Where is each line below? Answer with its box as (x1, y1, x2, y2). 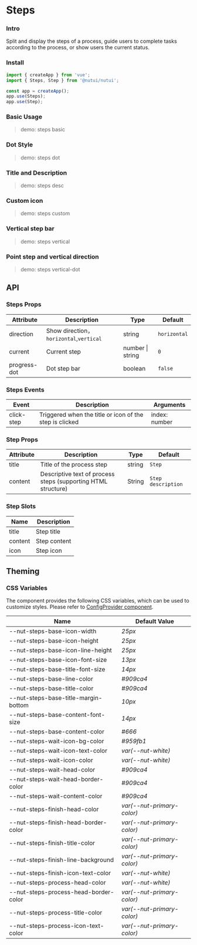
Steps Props (6, 300, 42, 308)
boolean (123, 364, 146, 372)
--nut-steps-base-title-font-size (9, 665, 106, 674)
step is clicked (39, 417, 79, 426)
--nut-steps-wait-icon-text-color (9, 747, 107, 755)
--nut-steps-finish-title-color (9, 839, 96, 847)
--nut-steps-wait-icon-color (9, 756, 93, 764)
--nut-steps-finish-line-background (9, 856, 114, 864)
